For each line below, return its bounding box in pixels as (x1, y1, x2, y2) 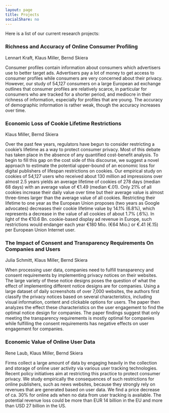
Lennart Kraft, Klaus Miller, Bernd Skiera (5, 54, 88, 61)
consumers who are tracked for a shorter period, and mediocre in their (5, 91, 152, 97)
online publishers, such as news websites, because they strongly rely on (5, 381, 155, 387)
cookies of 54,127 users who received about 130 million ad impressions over (5, 173, 163, 179)
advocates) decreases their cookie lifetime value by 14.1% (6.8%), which (5, 205, 155, 211)
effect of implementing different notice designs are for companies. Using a (5, 283, 160, 289)
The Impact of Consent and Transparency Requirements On (5, 239, 154, 246)
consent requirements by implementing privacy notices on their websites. (5, 272, 157, 278)
